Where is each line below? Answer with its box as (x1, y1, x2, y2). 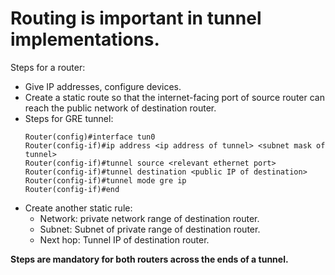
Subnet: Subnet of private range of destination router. (39, 223, 261, 235)
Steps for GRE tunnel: (24, 112, 114, 124)
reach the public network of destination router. (24, 102, 217, 114)
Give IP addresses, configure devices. (24, 80, 182, 92)
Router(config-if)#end (24, 184, 120, 194)
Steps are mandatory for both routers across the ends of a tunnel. (10, 253, 289, 265)
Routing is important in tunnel (10, 7, 262, 30)
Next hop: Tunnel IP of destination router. (39, 233, 210, 246)
